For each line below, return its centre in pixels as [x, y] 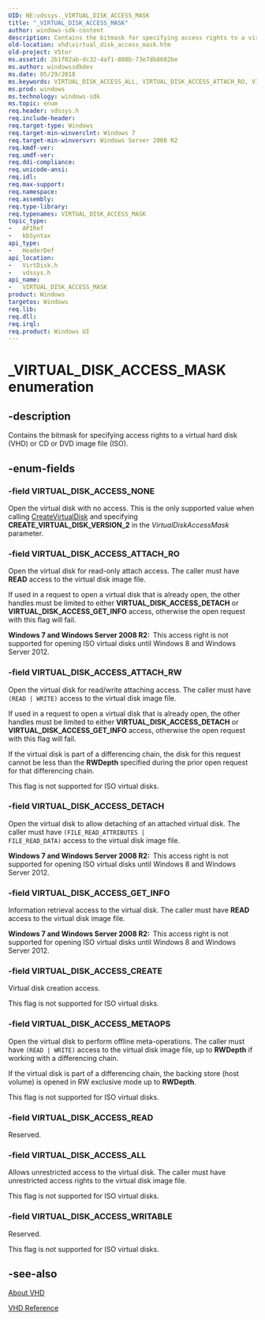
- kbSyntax [30, 236]
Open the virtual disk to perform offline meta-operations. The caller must [127, 1041]
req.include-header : [42, 118]
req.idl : [22, 177]
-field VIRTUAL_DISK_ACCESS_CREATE [86, 971]
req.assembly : [32, 199]
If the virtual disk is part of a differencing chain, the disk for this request [125, 754]
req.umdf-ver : [32, 155]
